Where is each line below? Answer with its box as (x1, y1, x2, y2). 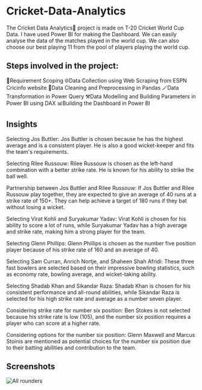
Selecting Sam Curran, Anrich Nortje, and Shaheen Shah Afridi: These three (6, 257, 195, 265)
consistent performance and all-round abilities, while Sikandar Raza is (6, 288, 180, 296)
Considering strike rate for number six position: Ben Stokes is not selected (6, 306, 191, 314)
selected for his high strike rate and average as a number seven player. (6, 295, 183, 302)
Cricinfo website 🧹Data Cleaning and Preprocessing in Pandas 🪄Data (6, 84, 179, 91)
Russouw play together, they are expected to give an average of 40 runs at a (6, 190, 197, 198)
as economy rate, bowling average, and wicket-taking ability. (6, 270, 157, 278)
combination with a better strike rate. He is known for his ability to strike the (6, 166, 194, 173)
